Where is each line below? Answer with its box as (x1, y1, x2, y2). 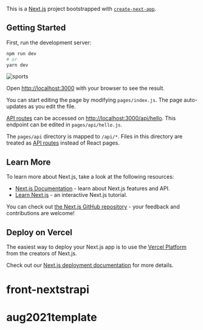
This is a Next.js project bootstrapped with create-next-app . (6, 5, 157, 12)
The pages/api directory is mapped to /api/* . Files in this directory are (6, 133, 183, 140)
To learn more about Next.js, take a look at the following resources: (6, 173, 174, 180)
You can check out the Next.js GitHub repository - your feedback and (6, 203, 181, 210)
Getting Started (6, 22, 66, 33)
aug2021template (6, 311, 97, 325)
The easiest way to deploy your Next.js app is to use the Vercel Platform (6, 243, 187, 251)
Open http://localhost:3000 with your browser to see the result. (6, 84, 165, 92)
